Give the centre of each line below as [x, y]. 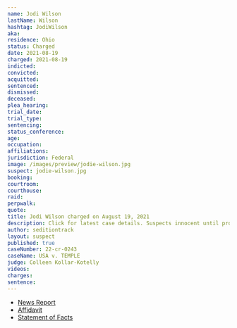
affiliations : [28, 151]
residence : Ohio [31, 40]
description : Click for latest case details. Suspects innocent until [113, 223]
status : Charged [31, 46]
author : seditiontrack [41, 229]
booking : [20, 177]
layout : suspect [31, 236]
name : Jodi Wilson [34, 14]
